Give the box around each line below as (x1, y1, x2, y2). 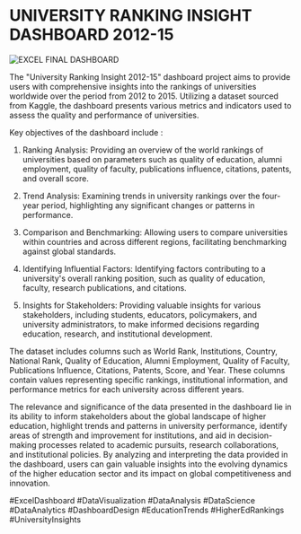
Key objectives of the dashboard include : (9, 127, 164, 137)
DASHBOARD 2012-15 (9, 24, 174, 45)
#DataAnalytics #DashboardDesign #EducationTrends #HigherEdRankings (9, 504, 285, 515)
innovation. (9, 477, 51, 488)
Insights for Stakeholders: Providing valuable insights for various (22, 300, 261, 311)
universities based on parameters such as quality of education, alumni (22, 153, 283, 164)
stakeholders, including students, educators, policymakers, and (22, 309, 258, 320)
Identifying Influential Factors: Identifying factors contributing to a (22, 263, 267, 274)
